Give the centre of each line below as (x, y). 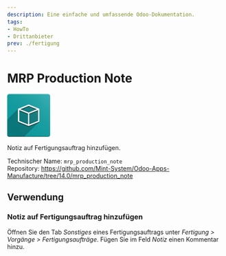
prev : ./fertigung (33, 44)
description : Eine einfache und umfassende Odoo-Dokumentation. (101, 14)
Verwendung (35, 197)
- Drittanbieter (30, 36)
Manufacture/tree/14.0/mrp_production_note (70, 176)
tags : (15, 22)
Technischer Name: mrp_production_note (65, 161)
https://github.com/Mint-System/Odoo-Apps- (105, 169)
